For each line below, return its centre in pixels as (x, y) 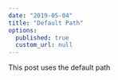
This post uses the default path (59, 67)
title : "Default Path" (46, 23)
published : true (42, 38)
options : (23, 30)
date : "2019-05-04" (41, 15)
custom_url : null (44, 45)
